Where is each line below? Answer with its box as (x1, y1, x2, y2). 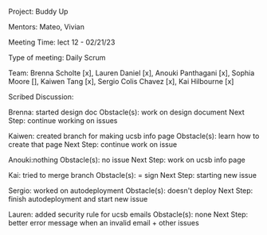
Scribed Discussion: (8, 92, 74, 102)
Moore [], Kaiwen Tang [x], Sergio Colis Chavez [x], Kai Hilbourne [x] (8, 77, 234, 86)
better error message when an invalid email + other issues (8, 218, 199, 227)
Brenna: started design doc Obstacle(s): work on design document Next (8, 107, 245, 117)
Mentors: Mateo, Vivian (8, 22, 85, 31)
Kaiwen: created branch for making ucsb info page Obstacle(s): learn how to (8, 131, 260, 141)
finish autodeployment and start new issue (8, 195, 148, 203)
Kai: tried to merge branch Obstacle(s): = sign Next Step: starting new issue (8, 171, 257, 179)
